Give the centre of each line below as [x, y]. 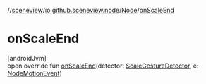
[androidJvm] [27, 58]
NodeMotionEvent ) [35, 73]
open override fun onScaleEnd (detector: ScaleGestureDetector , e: [103, 66]
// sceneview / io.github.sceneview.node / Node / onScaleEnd [91, 10]
